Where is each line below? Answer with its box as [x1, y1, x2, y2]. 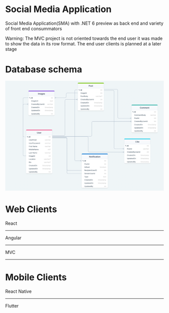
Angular [5, 234, 22, 240]
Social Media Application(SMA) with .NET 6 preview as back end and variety [5, 20, 163, 26]
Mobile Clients [5, 271, 67, 283]
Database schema [5, 64, 82, 75]
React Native [5, 288, 32, 294]
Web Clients [5, 204, 57, 215]
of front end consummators [5, 25, 62, 31]
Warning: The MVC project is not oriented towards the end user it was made [5, 35, 163, 41]
